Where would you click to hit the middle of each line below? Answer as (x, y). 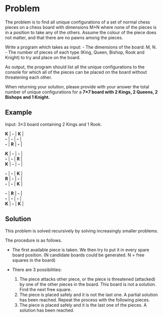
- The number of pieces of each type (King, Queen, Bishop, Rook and (75, 52)
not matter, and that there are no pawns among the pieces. (64, 38)
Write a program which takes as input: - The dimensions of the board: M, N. (81, 47)
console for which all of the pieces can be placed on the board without (76, 72)
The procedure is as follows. (34, 240)
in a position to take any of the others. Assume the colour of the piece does (81, 32)
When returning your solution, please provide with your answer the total (77, 86)
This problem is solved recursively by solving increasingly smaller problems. (82, 231)
